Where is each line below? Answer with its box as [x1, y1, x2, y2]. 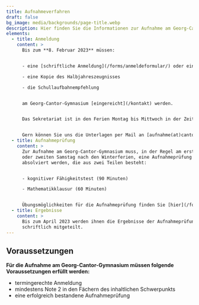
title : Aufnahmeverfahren [6, 8, 70, 15]
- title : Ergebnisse [11, 208, 62, 214]
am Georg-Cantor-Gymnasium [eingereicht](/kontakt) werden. [21, 100, 174, 107]
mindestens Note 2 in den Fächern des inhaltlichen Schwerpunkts [14, 285, 176, 293]
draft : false [6, 14, 38, 20]
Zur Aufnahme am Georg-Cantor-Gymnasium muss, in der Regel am [21, 149, 182, 155]
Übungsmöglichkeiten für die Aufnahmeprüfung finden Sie [21, 202, 166, 208]
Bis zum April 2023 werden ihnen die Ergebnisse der [21, 219, 155, 224]
